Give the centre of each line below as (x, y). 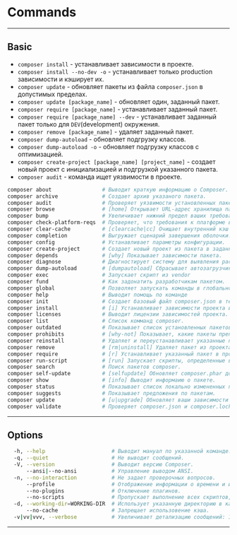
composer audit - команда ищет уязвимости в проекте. (99, 177)
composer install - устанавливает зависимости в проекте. (105, 64)
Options (25, 435)
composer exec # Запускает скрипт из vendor (99, 275)
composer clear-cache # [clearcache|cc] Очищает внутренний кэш (118, 229)
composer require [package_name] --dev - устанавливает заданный (117, 117)
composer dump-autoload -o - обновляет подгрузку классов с (108, 146)
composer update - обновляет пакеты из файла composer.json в (110, 86)
